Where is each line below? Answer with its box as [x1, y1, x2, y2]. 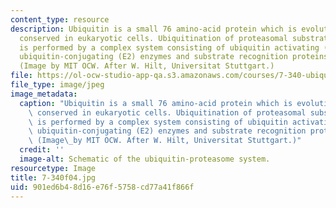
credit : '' [19, 145, 65, 155]
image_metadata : [10, 89, 78, 99]
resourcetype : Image [10, 163, 97, 173]
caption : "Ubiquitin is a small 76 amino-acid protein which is [19, 98, 293, 108]
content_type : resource [10, 14, 110, 25]
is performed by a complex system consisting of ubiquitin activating [19, 42, 320, 53]
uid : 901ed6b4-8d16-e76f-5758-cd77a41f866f [10, 182, 195, 192]
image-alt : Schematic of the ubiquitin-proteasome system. [19, 154, 271, 164]
